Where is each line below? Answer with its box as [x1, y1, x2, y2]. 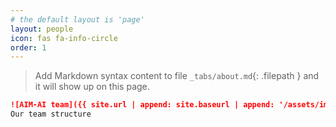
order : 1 [10, 42, 47, 53]
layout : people [10, 24, 74, 34]
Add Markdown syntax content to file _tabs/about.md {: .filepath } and [34, 70, 320, 82]
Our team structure [10, 109, 92, 120]
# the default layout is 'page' [10, 14, 145, 25]
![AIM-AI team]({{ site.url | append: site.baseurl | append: [10, 100, 275, 110]
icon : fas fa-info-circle [10, 33, 118, 43]
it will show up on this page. [34, 81, 150, 93]
